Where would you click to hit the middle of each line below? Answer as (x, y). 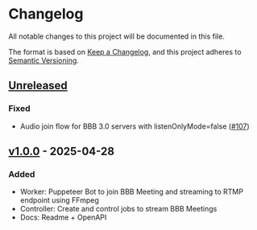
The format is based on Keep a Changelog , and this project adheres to (125, 51)
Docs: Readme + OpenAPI (63, 217)
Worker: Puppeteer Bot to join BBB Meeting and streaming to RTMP (132, 192)
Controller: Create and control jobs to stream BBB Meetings (118, 209)
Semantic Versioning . (44, 60)
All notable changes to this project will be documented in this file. (117, 36)
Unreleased (38, 86)
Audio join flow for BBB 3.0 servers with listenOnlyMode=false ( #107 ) (135, 126)
